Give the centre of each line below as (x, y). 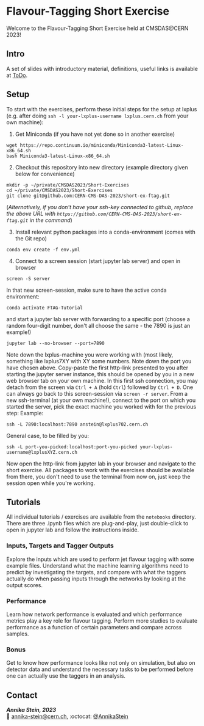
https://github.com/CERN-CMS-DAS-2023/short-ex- (120, 214)
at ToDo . (17, 75)
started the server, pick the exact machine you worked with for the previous (101, 406)
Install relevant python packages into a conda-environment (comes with (105, 232)
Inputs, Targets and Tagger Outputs (60, 546)
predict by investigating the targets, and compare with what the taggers (96, 572)
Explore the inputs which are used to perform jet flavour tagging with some (100, 559)
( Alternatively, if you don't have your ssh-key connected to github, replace (100, 207)
